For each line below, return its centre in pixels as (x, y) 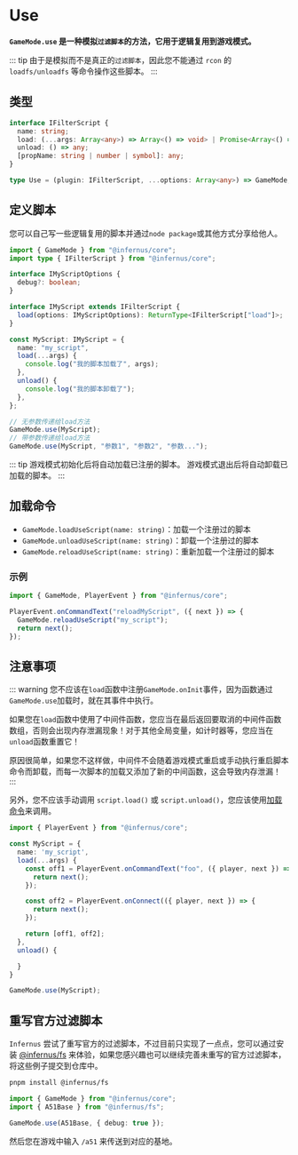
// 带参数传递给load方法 (50, 438)
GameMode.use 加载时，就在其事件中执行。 (83, 701)
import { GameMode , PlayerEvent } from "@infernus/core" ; (118, 596)
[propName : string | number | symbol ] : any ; (101, 156)
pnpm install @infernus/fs (59, 1083)
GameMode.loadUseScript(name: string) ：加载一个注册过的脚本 (136, 529)
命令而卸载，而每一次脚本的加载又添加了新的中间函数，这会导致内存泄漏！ (145, 772)
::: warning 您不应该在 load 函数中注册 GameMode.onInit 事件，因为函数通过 (141, 689)
